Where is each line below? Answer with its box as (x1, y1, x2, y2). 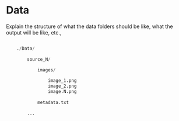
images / (37, 67, 57, 73)
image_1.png (47, 78, 77, 84)
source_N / (27, 56, 51, 62)
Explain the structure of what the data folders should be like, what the (6, 23, 173, 30)
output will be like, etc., (6, 29, 62, 36)
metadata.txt (37, 99, 69, 105)
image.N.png (47, 89, 77, 95)
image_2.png (47, 83, 77, 89)
